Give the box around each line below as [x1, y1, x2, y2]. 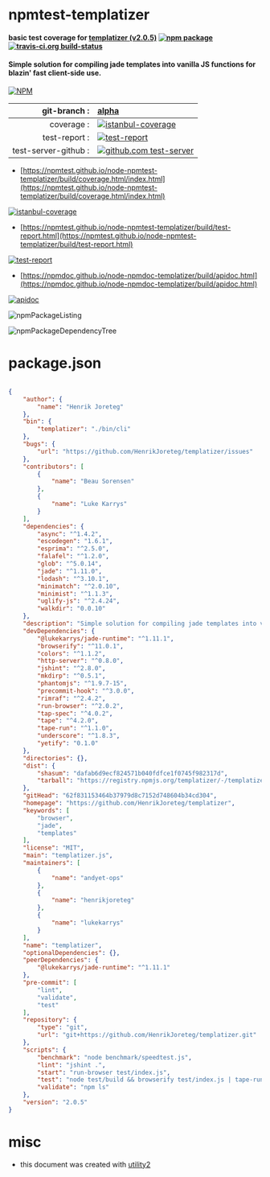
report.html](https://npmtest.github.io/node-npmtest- [19, 231, 197, 241]
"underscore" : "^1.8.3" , [37, 732, 121, 740]
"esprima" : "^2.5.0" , [37, 545, 110, 553]
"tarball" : [37, 776, 74, 785]
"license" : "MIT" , [22, 844, 84, 852]
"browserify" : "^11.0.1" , [37, 642, 125, 650]
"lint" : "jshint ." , [37, 1060, 106, 1069]
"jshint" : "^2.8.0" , [37, 665, 106, 673]
